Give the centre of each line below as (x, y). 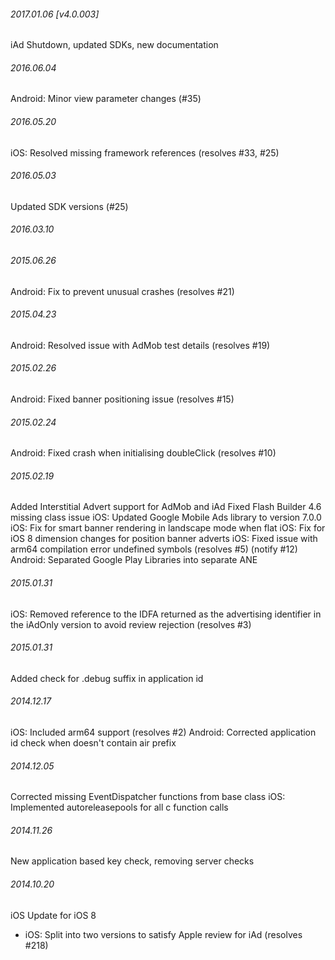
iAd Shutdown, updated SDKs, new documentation (114, 45)
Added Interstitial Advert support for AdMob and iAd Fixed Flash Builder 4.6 (166, 507)
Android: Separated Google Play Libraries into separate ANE (134, 560)
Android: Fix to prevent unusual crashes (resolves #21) (122, 291)
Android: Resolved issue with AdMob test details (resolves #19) (140, 345)
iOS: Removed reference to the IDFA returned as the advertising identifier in (166, 614)
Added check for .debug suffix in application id (107, 678)
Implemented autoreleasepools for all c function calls (119, 807)
